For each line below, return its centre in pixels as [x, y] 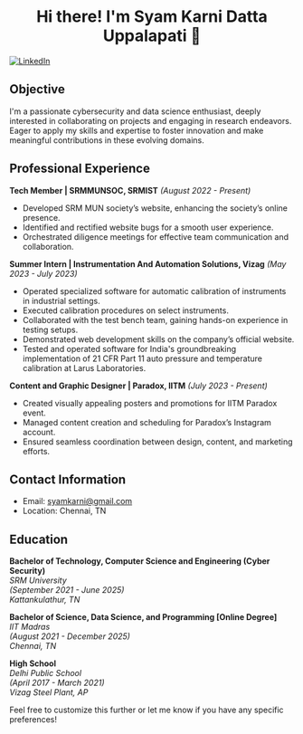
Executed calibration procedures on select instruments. [125, 310]
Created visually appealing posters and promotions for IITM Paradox [150, 403]
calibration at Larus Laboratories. [84, 367]
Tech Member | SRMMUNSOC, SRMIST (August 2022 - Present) [130, 190]
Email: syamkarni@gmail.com [77, 501]
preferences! [33, 720]
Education [39, 539]
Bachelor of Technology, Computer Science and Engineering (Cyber [140, 561]
